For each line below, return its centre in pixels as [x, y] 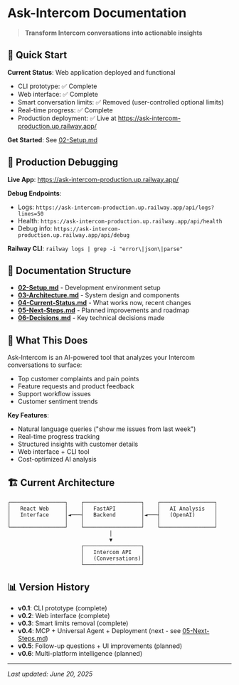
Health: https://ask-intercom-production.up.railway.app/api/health [120, 221]
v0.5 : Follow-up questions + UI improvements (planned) [100, 646]
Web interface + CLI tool [53, 452]
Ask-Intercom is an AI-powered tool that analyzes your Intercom [101, 358]
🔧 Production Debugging [63, 163]
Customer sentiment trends [58, 402]
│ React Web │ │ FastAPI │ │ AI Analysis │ [113, 509]
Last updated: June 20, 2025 [50, 674]
